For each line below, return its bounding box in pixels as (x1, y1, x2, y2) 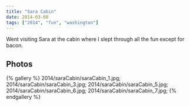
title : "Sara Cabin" (6, 8, 57, 15)
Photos (6, 59, 33, 69)
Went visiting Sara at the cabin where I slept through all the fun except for (6, 36, 185, 43)
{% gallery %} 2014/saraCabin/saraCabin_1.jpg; (6, 75, 121, 82)
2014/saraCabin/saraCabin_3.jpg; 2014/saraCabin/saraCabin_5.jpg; (6, 81, 169, 88)
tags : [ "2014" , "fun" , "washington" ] (6, 19, 99, 25)
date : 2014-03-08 (6, 14, 49, 20)
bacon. (6, 42, 24, 49)
